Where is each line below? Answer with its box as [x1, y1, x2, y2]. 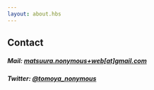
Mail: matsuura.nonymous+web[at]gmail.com [7, 56, 147, 64]
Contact [7, 37, 44, 49]
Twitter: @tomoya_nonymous [7, 74, 97, 82]
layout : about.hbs [7, 10, 61, 18]
